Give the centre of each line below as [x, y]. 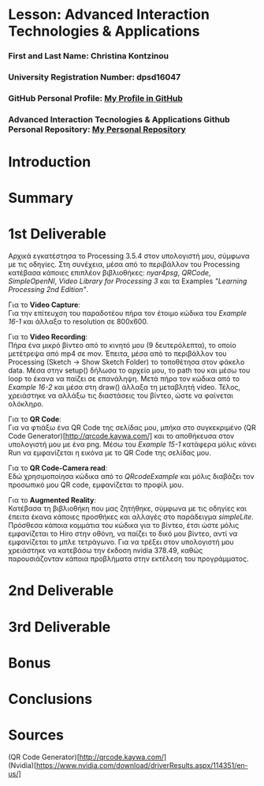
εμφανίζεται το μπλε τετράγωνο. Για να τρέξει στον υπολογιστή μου [121, 542]
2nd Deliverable [61, 591]
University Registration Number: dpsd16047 [95, 77]
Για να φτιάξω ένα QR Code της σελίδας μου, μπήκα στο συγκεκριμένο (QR [132, 428]
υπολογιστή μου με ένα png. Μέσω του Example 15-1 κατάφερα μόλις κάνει [132, 444]
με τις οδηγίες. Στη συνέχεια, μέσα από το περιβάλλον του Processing [124, 264]
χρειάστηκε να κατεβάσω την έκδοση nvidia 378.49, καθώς [106, 551]
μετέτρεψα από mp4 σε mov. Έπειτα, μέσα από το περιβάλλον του [117, 354]
